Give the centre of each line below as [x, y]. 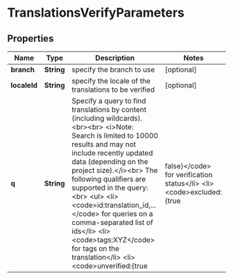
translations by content [109, 109]
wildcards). [124, 118]
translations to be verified [113, 90]
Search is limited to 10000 [115, 135]
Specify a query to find [109, 101]
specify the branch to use [113, 69]
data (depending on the [110, 162]
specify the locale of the [111, 81]
